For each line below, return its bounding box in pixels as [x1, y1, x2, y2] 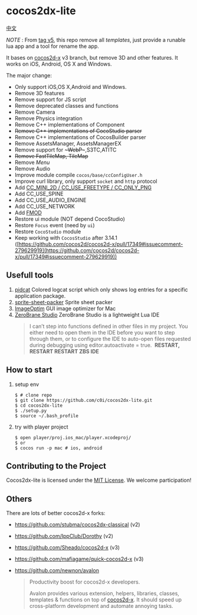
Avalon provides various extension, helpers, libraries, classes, [29, 590, 180, 597]
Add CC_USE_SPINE [14, 190, 64, 197]
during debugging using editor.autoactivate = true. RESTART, [29, 342, 180, 349]
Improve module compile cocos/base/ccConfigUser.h [14, 171, 143, 178]
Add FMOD [14, 209, 42, 216]
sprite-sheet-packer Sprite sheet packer [14, 298, 113, 305]
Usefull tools [6, 271, 54, 281]
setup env [14, 381, 40, 388]
